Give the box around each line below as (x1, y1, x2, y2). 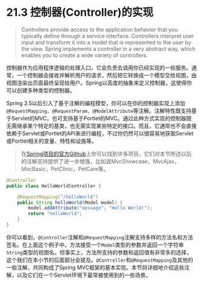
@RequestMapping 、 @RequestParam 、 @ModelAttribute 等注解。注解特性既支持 (6, 107, 192, 114)
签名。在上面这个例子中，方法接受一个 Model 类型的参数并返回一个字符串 (6, 241, 184, 248)
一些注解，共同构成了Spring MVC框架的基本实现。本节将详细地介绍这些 (6, 263, 185, 271)
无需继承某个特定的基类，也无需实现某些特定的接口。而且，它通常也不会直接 (6, 122, 197, 129)
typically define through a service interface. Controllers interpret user (21, 32, 195, 39)
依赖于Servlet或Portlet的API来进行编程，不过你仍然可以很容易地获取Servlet (6, 129, 194, 137)
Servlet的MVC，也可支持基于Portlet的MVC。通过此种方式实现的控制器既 (11, 114, 192, 121)
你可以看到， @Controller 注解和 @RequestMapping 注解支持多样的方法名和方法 (6, 233, 193, 240)
